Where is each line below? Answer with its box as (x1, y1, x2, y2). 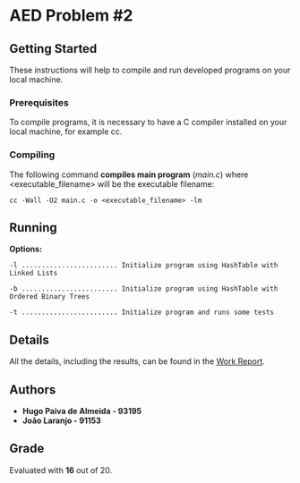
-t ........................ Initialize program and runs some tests (9, 308, 275, 318)
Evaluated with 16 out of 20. (9, 464, 113, 475)
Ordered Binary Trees (9, 292, 90, 301)
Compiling (9, 148, 56, 161)
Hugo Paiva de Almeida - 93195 (21, 406, 141, 417)
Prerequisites (9, 96, 69, 108)
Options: (9, 243, 43, 255)
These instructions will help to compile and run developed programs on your (9, 64, 291, 75)
